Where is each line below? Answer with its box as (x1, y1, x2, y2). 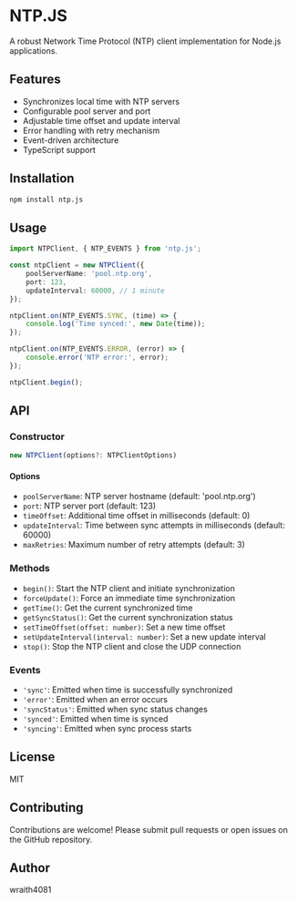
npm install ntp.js (9, 195, 84, 204)
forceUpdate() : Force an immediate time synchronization (22, 592, 236, 603)
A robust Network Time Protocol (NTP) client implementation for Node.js (9, 36, 282, 46)
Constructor (9, 430, 66, 443)
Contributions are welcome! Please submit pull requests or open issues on (9, 824, 289, 835)
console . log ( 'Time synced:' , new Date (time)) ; (26, 320, 206, 329)
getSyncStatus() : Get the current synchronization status (22, 611, 234, 622)
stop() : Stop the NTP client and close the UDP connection (22, 641, 241, 651)
